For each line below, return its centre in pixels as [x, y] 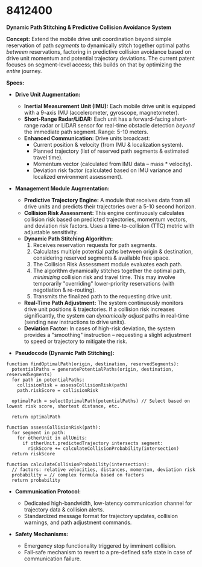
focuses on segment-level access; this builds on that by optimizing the [94, 65]
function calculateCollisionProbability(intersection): [78, 464]
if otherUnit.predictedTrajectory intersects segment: [93, 443]
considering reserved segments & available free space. [101, 258]
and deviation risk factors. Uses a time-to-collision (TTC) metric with [109, 226]
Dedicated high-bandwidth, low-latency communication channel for [108, 503]
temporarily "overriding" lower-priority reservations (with [104, 283]
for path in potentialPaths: [48, 380]
